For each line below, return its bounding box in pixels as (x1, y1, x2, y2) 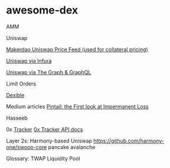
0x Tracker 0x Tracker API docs (6, 126, 83, 133)
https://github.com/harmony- (93, 137, 164, 144)
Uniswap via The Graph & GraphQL (6, 68, 91, 75)
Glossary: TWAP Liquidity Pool (6, 154, 80, 162)
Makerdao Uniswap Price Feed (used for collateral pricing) (6, 45, 149, 53)
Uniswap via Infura (6, 57, 52, 64)
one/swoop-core (6, 143, 47, 150)
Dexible (6, 91, 25, 98)
